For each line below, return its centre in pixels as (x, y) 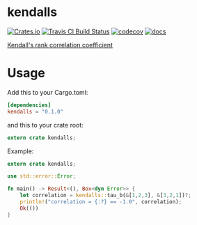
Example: (21, 151)
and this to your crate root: (45, 125)
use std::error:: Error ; (42, 176)
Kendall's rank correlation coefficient (60, 45)
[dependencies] (29, 105)
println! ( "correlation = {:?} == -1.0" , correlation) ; (101, 202)
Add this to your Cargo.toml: (48, 92)
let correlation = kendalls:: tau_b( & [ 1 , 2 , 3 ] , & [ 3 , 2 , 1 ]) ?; (105, 196)
